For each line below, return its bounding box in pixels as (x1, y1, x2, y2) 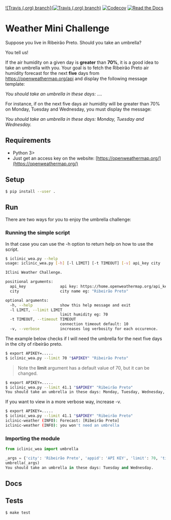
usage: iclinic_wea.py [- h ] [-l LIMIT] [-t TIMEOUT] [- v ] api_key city (5, 261, 160, 266)
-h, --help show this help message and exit (10, 302, 131, 308)
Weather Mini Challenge (5, 23, 109, 34)
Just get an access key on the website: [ (12, 155, 98, 161)
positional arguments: (5, 279, 53, 284)
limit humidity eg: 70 (60, 312, 108, 317)
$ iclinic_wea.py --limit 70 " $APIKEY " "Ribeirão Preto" (5, 355, 129, 360)
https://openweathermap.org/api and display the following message (5, 75, 148, 82)
